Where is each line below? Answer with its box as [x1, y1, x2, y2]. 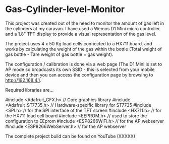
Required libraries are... [5, 87, 54, 93]
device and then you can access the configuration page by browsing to [5, 71, 153, 78]
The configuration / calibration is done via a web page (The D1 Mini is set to [5, 61, 162, 67]
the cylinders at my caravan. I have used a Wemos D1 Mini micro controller [5, 25, 160, 31]
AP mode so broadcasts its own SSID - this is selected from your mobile [5, 66, 155, 73]
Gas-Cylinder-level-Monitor [5, 4, 125, 15]
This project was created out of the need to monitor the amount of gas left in [5, 20, 164, 26]
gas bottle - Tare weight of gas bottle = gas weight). [5, 51, 114, 57]
